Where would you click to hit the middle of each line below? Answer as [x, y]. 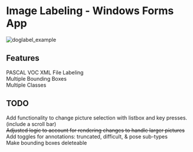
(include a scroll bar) [31, 124]
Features [23, 58]
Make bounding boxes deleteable [47, 143]
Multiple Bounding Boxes [36, 78]
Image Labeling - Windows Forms [90, 11]
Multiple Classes [26, 85]
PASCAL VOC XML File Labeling [45, 72]
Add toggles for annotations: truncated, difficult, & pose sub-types [87, 136]
